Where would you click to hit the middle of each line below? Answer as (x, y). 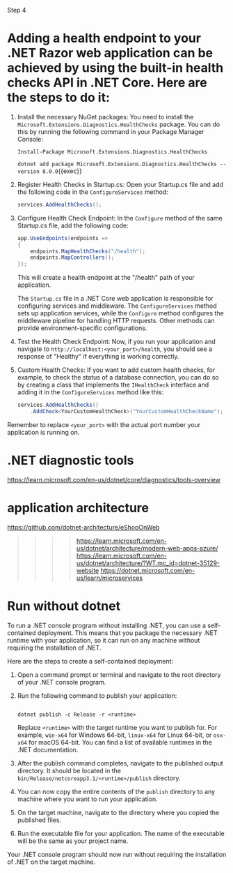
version (28, 171)
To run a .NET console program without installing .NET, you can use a (107, 625)
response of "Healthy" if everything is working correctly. (98, 357)
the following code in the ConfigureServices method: (93, 192)
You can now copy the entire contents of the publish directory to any (116, 791)
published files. (39, 820)
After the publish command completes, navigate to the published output (120, 763)
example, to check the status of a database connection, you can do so (118, 378)
